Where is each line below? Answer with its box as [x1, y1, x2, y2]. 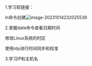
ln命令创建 [5, 15, 26, 20]
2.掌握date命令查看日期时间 [5, 25, 61, 31]
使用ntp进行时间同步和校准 [5, 46, 59, 51]
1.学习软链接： [5, 4, 34, 10]
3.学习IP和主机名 [5, 56, 39, 62]
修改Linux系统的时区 [5, 35, 46, 41]
